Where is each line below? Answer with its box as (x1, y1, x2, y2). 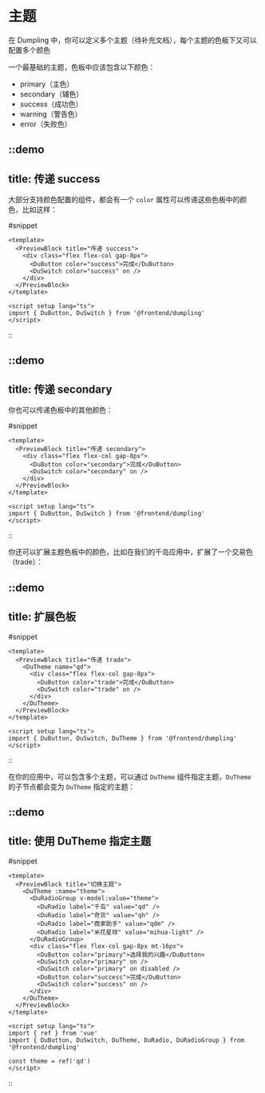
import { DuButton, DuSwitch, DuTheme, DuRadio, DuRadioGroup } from (8, 1036, 245, 1044)
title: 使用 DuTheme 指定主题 (8, 835, 152, 848)
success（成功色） (19, 99, 83, 109)
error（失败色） (19, 119, 72, 129)
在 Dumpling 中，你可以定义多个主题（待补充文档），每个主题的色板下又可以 (8, 35, 257, 45)
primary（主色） (19, 79, 74, 89)
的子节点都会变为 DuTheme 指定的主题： (8, 781, 136, 792)
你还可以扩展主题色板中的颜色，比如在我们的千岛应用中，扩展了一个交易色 (8, 547, 253, 556)
